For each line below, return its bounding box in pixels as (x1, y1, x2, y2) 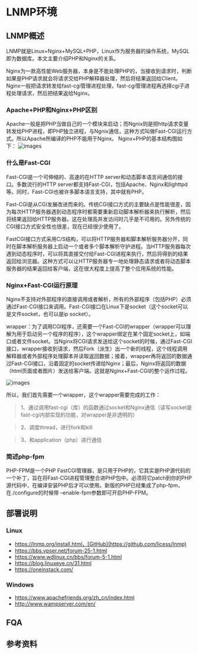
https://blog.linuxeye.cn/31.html (14, 559, 92, 567)
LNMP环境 (6, 5, 57, 19)
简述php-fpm (6, 453, 44, 461)
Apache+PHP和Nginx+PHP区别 (6, 106, 98, 114)
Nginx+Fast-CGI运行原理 (6, 281, 78, 289)
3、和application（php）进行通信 (20, 436, 102, 443)
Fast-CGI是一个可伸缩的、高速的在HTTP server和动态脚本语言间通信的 (6, 173, 178, 180)
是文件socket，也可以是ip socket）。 (6, 310, 94, 317)
